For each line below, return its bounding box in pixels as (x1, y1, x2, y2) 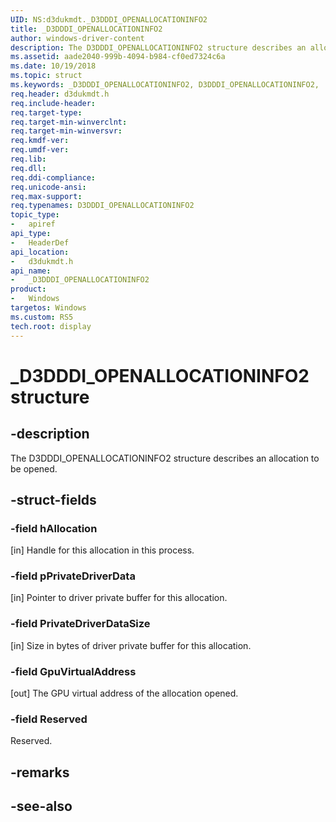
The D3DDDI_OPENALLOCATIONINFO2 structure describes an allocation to (10, 452, 320, 464)
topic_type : (10, 210, 60, 220)
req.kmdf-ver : (10, 136, 70, 146)
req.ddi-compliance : (10, 172, 97, 183)
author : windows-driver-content (10, 33, 145, 43)
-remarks (10, 764, 70, 781)
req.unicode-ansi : (10, 182, 87, 192)
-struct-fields (10, 491, 97, 508)
